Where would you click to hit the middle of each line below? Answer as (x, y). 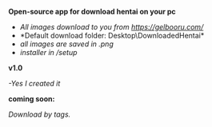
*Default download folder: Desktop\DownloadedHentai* (112, 36)
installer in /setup (48, 52)
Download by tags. (40, 114)
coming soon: (32, 99)
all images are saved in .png (66, 44)
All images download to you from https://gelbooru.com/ (112, 27)
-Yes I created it (34, 83)
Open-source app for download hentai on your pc (92, 12)
